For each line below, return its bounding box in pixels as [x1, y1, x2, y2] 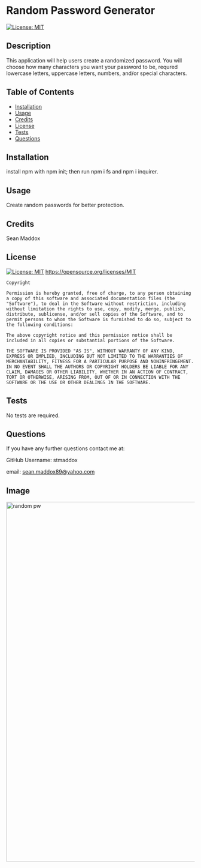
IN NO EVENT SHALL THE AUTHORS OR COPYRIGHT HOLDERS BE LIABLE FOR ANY [6, 364, 188, 370]
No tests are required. [6, 412, 60, 419]
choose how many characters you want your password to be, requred [6, 63, 178, 70]
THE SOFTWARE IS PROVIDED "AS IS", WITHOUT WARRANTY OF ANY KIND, [6, 348, 175, 354]
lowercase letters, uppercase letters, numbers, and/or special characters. [6, 70, 187, 77]
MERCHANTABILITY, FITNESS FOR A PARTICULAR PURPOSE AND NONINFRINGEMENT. [6, 358, 194, 364]
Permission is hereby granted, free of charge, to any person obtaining [6, 290, 191, 296]
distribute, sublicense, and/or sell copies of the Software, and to [6, 311, 184, 317]
